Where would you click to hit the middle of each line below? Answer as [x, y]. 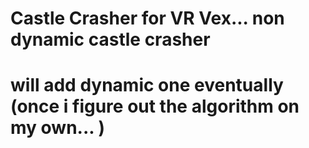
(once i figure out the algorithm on [155, 106]
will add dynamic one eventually [147, 85]
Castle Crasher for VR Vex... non [147, 18]
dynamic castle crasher [110, 39]
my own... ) [57, 128]
